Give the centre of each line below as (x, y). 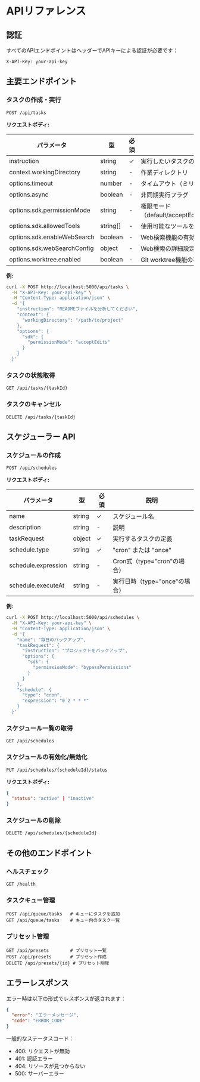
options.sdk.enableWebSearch (52, 237)
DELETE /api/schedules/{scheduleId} (51, 833)
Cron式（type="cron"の (146, 562)
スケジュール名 (134, 517)
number (111, 183)
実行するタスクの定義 (143, 539)
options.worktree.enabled (45, 259)
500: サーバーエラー (39, 1074)
